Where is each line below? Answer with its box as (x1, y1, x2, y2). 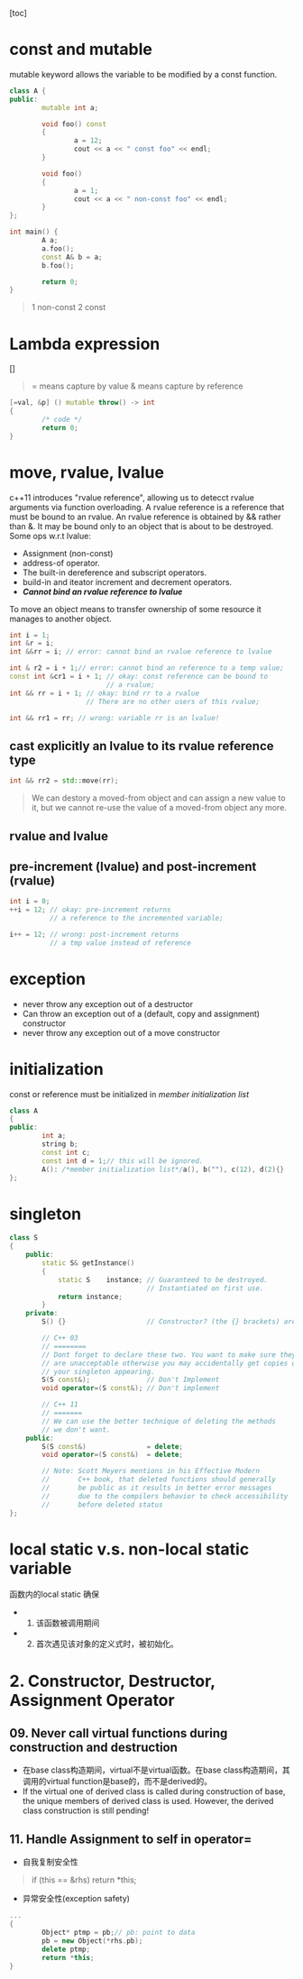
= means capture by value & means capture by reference (31, 380, 243, 391)
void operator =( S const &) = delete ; (41, 1451, 183, 1460)
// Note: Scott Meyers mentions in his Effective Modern (41, 1467, 260, 1476)
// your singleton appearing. (41, 1367, 155, 1376)
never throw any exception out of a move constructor (22, 1027, 221, 1038)
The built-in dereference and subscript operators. (22, 567, 207, 578)
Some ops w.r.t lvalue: (9, 530, 92, 541)
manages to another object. (9, 613, 112, 624)
